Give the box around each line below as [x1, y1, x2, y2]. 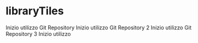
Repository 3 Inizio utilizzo [5, 30, 71, 37]
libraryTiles [5, 4, 64, 18]
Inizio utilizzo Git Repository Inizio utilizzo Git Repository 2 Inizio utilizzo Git [5, 24, 192, 31]
